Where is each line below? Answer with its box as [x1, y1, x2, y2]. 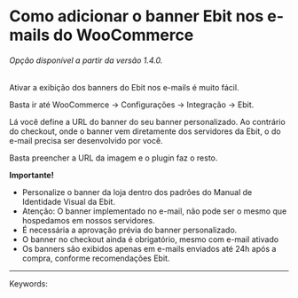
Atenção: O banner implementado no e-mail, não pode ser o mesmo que [21, 206, 287, 216]
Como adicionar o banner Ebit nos [9, 6, 264, 27]
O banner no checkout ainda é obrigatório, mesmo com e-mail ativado [21, 234, 279, 245]
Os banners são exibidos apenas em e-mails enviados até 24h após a [21, 244, 277, 255]
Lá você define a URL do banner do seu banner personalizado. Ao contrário [9, 117, 286, 128]
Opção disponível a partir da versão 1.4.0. [9, 55, 163, 66]
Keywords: [9, 278, 49, 289]
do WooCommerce [52, 25, 194, 45]
